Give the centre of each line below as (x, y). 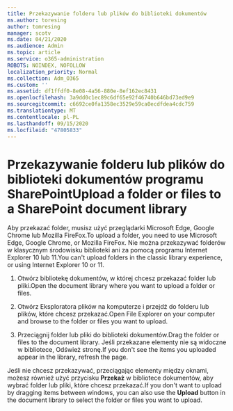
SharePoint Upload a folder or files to (114, 194)
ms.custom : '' (28, 85)
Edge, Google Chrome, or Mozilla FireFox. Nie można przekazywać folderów (116, 243)
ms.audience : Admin (35, 46)
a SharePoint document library (97, 209)
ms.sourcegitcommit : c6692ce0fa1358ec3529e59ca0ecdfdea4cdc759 (101, 104)
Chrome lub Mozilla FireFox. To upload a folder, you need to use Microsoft (112, 235)
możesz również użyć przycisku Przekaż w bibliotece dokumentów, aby (111, 378)
